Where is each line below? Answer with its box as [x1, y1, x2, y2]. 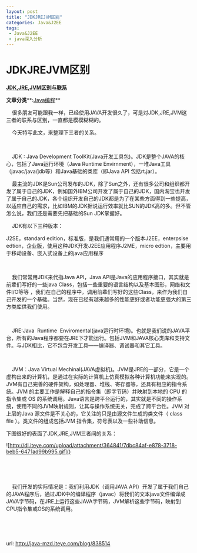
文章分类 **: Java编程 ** [6, 96, 61, 103]
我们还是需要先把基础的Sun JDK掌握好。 [26, 210, 125, 217]
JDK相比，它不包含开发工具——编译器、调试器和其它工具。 [21, 342, 166, 349]
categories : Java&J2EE [6, 19, 62, 25]
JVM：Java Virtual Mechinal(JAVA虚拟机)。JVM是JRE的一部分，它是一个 [11, 365, 190, 372]
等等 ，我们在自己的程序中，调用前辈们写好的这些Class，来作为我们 [18, 288, 183, 295]
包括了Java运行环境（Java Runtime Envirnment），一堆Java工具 [16, 160, 171, 167]
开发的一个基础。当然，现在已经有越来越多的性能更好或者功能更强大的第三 [11, 296, 192, 303]
